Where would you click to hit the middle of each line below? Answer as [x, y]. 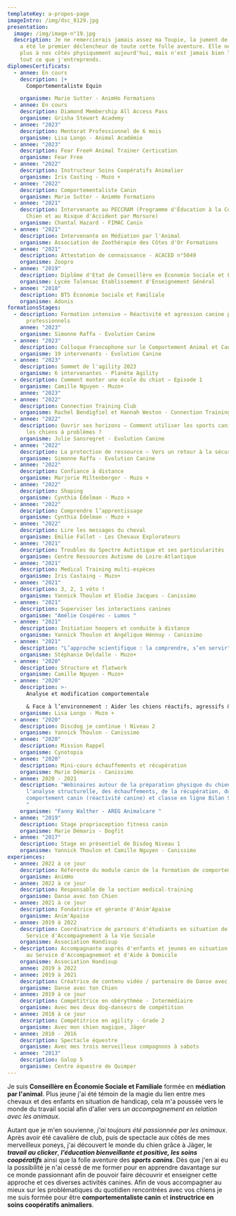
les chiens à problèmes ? [64, 432]
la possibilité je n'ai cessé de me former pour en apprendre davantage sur [114, 1167]
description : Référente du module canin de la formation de [110, 870]
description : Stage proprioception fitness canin [94, 824]
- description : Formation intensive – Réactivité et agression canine [119, 315]
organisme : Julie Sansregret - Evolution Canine [92, 438]
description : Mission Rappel [63, 746]
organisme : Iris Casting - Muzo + [70, 177]
